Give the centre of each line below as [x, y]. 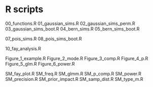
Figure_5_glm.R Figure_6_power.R [40, 64]
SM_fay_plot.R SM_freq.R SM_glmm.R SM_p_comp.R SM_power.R [73, 74]
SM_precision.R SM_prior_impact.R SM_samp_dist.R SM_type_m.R [74, 79]
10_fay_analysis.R [23, 48]
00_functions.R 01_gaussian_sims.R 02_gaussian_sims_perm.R [70, 23]
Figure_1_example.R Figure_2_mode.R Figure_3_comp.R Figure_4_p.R [77, 58]
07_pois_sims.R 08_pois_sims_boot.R [44, 39]
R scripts [24, 9]
